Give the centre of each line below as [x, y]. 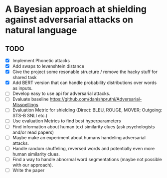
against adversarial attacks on [69, 20]
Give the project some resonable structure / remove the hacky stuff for [85, 72]
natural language [41, 30]
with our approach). [33, 165]
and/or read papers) [33, 132]
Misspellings [25, 105]
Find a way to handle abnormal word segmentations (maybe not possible [87, 159]
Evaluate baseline [30, 99]
